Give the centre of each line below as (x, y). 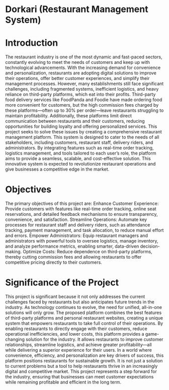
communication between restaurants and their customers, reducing (75, 121)
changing (15, 339)
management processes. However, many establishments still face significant (84, 84)
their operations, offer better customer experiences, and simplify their (77, 79)
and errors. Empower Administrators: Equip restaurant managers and (77, 236)
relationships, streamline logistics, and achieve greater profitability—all (78, 345)
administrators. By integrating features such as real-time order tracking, (79, 148)
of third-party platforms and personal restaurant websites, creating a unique (84, 318)
